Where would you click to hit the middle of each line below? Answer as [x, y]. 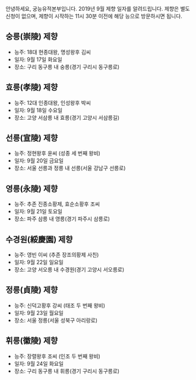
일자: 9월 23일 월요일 [39, 312]
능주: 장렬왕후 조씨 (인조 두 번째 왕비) [57, 356]
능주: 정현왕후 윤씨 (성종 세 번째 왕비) [57, 154]
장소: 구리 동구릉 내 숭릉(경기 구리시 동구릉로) [67, 66]
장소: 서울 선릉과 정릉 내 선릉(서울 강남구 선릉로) [70, 168]
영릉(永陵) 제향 [32, 189]
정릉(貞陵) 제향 [32, 290]
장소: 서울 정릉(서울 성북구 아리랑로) [56, 320]
